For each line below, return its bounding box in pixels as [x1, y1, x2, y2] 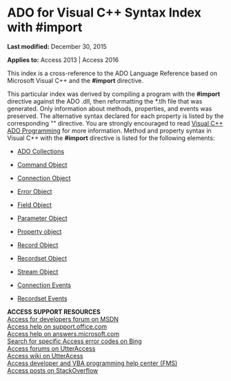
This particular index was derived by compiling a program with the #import [7, 90, 221, 98]
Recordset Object [17, 254, 68, 262]
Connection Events [17, 281, 71, 289]
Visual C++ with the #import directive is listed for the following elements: [7, 133, 215, 142]
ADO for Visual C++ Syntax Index [7, 5, 201, 21]
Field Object [17, 200, 52, 208]
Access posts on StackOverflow [7, 366, 99, 374]
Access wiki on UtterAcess [7, 351, 83, 360]
